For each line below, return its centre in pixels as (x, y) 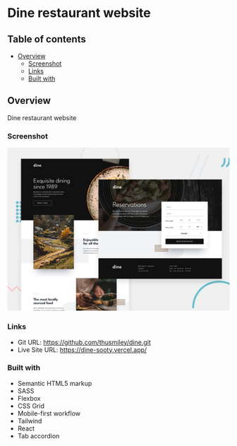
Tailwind (30, 421)
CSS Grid (31, 406)
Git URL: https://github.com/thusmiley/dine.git (84, 342)
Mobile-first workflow (49, 413)
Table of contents (47, 39)
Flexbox (29, 398)
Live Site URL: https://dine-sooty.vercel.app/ (82, 350)
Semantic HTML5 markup (55, 383)
